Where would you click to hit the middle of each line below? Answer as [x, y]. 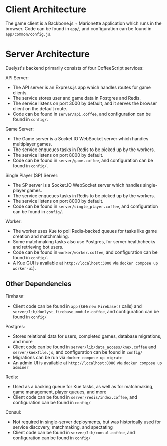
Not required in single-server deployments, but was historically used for [87, 422]
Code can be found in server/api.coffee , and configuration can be [82, 114]
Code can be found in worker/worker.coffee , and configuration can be [85, 252]
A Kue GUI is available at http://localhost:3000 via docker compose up [85, 263]
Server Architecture [48, 54]
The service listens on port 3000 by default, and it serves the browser [85, 103]
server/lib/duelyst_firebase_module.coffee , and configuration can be [86, 311]
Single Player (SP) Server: [32, 175]
